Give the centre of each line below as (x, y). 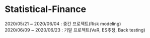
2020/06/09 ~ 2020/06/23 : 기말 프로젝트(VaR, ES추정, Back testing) (75, 30)
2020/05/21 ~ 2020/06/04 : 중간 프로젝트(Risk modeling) (63, 23)
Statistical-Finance (46, 9)
